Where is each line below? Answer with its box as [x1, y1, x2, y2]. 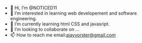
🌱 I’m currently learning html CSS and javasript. [10, 21, 110, 27]
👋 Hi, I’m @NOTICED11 [10, 5, 57, 11]
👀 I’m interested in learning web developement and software [10, 10, 137, 16]
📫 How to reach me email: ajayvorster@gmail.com [10, 32, 116, 38]
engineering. [10, 16, 37, 21]
